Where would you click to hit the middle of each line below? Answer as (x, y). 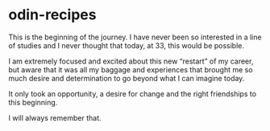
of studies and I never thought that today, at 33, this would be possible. (126, 45)
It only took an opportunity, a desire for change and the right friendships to (132, 93)
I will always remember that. (55, 117)
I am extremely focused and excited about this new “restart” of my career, (131, 61)
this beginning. (33, 102)
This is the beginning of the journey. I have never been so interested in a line (135, 37)
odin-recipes (52, 15)
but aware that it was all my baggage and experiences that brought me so (131, 69)
